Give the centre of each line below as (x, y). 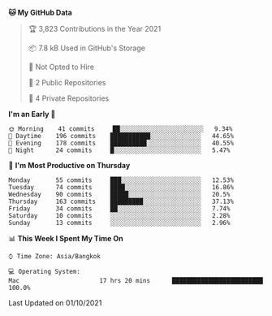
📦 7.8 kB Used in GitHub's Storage (87, 48)
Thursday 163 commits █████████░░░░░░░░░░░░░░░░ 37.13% (121, 201)
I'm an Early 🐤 (32, 114)
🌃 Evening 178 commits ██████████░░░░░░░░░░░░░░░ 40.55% (121, 143)
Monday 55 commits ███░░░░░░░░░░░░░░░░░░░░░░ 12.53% (121, 180)
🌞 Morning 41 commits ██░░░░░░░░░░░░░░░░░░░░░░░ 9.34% (121, 129)
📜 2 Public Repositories (67, 82)
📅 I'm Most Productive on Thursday (69, 165)
